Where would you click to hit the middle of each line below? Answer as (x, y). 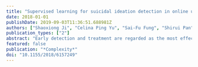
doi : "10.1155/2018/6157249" (42, 55)
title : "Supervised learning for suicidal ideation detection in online (97, 11)
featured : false (26, 44)
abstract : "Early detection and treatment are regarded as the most (92, 38)
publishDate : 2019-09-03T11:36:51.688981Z (59, 22)
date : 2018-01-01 (27, 17)
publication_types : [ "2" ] (38, 33)
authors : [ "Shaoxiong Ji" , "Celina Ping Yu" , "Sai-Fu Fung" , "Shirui (93, 28)
